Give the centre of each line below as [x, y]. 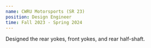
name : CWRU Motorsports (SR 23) [45, 11]
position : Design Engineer [39, 17]
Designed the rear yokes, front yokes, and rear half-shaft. [75, 39]
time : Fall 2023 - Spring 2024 [44, 22]
